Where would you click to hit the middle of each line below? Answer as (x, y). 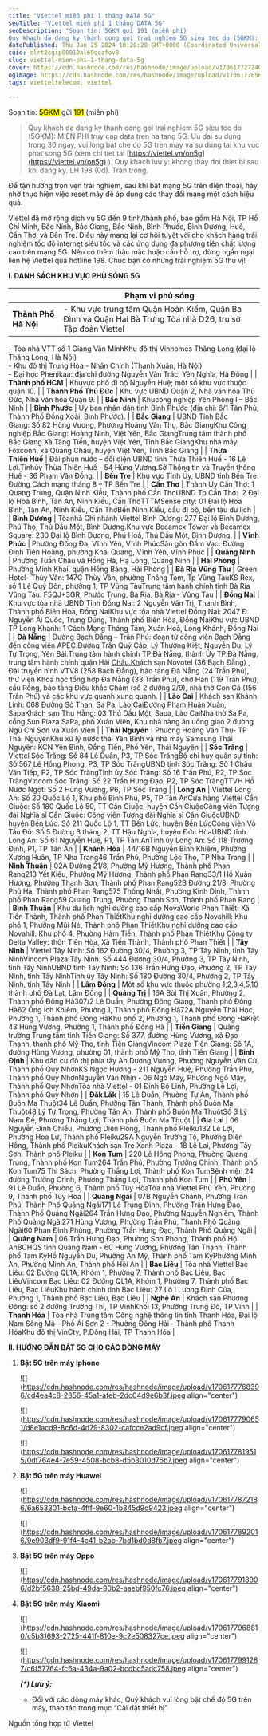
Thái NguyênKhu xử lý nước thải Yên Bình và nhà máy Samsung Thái (120, 738)
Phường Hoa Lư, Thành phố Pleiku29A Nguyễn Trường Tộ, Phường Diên (126, 1137)
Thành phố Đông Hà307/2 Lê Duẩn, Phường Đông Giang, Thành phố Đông (130, 1001)
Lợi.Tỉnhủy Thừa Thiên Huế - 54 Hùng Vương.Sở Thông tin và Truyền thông (132, 467)
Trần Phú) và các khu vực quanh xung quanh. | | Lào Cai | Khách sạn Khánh (133, 696)
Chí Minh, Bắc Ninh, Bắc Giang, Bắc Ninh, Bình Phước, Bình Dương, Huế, (127, 226)
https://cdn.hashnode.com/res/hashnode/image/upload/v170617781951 (140, 1451)
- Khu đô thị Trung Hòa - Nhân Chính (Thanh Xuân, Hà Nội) (105, 365)
